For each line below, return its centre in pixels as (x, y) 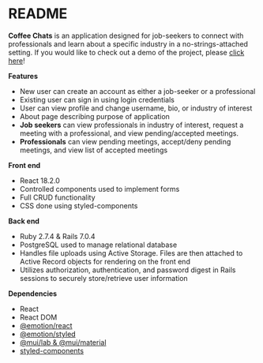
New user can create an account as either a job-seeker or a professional (137, 91)
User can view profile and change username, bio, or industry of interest (136, 108)
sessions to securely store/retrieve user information (103, 278)
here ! (17, 61)
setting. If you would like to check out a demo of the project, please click (126, 52)
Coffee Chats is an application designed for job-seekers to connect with (126, 36)
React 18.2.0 (40, 180)
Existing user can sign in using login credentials (97, 99)
